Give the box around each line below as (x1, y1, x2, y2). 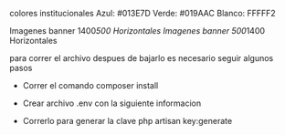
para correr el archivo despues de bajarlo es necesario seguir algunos (9, 53, 274, 63)
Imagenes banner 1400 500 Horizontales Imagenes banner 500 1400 (9, 26, 266, 36)
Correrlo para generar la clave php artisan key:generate (22, 116, 233, 126)
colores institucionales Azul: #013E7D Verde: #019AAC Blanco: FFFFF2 (9, 8, 276, 18)
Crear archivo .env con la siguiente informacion (22, 98, 202, 109)
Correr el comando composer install (22, 80, 159, 90)
